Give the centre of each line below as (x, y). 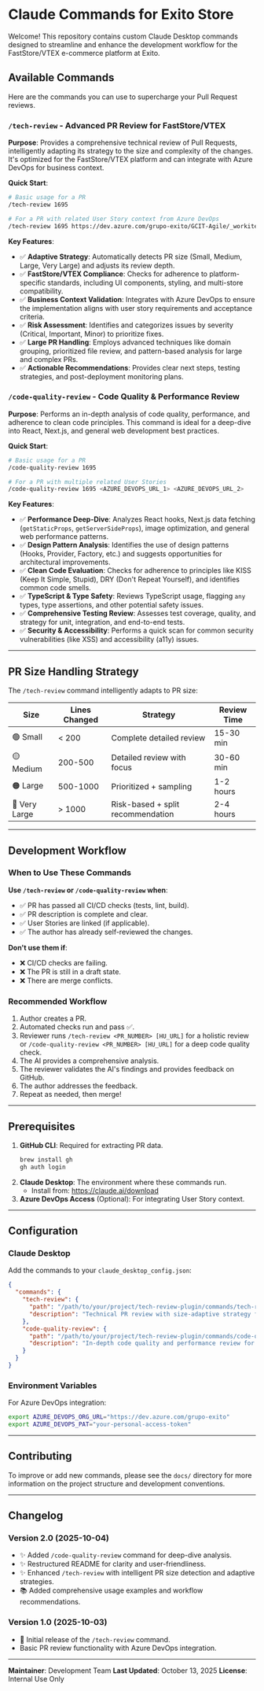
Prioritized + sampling (152, 787)
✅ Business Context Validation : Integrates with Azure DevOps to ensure (137, 299)
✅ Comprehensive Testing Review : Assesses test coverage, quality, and (137, 613)
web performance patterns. (64, 537)
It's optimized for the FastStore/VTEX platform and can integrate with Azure (130, 160)
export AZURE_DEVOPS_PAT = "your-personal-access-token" (100, 1425)
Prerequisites (42, 1126)
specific (32, 282)
